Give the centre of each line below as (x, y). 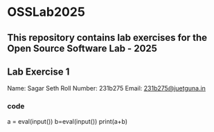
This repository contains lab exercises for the (107, 38)
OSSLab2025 (46, 12)
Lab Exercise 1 (38, 72)
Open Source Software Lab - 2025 (82, 48)
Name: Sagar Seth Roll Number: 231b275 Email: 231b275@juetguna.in (107, 88)
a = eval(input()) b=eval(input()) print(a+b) (68, 121)
